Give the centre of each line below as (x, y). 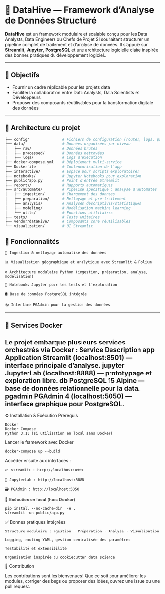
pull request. (18, 586)
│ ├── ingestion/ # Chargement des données (60, 194)
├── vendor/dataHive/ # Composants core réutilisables (68, 222)
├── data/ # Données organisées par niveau (68, 144)
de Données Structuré (51, 20)
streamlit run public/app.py (35, 513)
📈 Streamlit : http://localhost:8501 (44, 470)
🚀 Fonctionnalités (32, 241)
